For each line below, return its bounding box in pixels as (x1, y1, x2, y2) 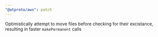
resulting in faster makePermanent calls (5, 26, 82, 32)
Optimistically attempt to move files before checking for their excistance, (5, 21, 154, 27)
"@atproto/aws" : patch (5, 7, 52, 12)
